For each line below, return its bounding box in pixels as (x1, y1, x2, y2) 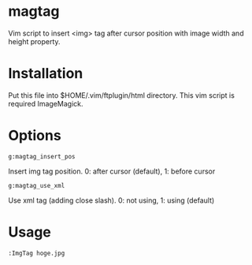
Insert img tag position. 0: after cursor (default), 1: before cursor (8, 166, 216, 176)
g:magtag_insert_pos (8, 152, 76, 160)
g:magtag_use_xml (8, 181, 65, 189)
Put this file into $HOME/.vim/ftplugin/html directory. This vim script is (8, 90, 235, 100)
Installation (8, 65, 83, 83)
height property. (8, 36, 61, 46)
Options (8, 127, 61, 144)
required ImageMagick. (8, 99, 83, 108)
